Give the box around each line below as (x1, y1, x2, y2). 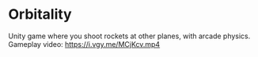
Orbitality (8, 5, 73, 23)
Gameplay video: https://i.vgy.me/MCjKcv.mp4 (8, 39, 161, 48)
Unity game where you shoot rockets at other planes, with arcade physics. (8, 31, 251, 41)
